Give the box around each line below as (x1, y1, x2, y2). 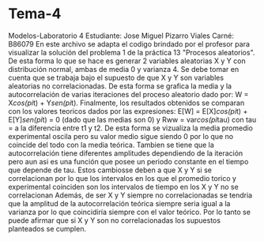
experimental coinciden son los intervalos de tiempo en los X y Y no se (8, 182, 239, 191)
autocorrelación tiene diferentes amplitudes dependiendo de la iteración (8, 148, 243, 158)
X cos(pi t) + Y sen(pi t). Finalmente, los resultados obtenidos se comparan (8, 98, 245, 107)
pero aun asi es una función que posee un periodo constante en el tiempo (8, 156, 249, 166)
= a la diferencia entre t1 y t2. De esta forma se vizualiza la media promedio (8, 123, 254, 133)
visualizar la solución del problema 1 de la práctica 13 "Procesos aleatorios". (8, 47, 255, 57)
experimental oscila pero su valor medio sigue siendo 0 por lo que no (8, 131, 234, 141)
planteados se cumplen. (8, 224, 87, 233)
